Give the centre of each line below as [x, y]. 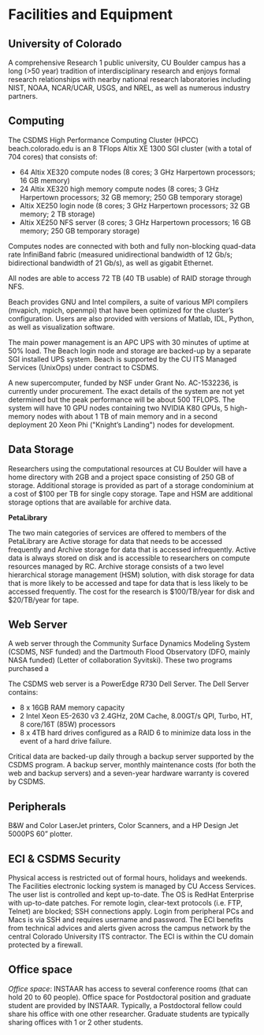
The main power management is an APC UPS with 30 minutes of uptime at [129, 342]
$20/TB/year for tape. [44, 600]
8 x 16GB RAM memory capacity [72, 707]
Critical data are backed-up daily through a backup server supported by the [131, 756]
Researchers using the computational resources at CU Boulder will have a [128, 468]
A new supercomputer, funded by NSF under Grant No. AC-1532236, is [123, 382]
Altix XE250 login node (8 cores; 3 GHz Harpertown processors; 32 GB [135, 205]
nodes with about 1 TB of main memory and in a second [127, 416]
